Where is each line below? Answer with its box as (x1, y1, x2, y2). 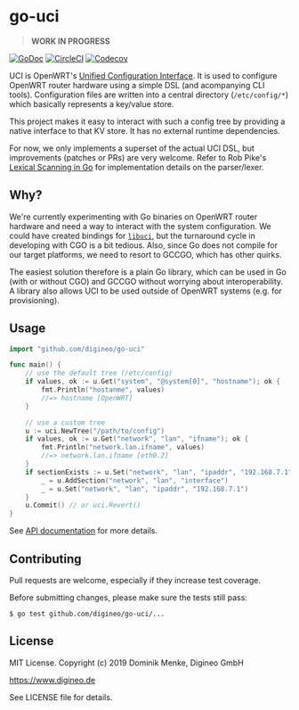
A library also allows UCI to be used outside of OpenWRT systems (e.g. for (9, 285, 282, 296)
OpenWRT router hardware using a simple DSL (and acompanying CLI (9, 79, 265, 90)
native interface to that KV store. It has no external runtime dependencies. (9, 125, 280, 136)
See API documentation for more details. (9, 525, 158, 536)
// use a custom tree (25, 417, 105, 427)
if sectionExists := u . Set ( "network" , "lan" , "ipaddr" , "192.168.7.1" (25, 467, 293, 476)
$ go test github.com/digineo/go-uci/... (9, 609, 166, 618)
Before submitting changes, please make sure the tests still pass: (9, 592, 247, 603)
